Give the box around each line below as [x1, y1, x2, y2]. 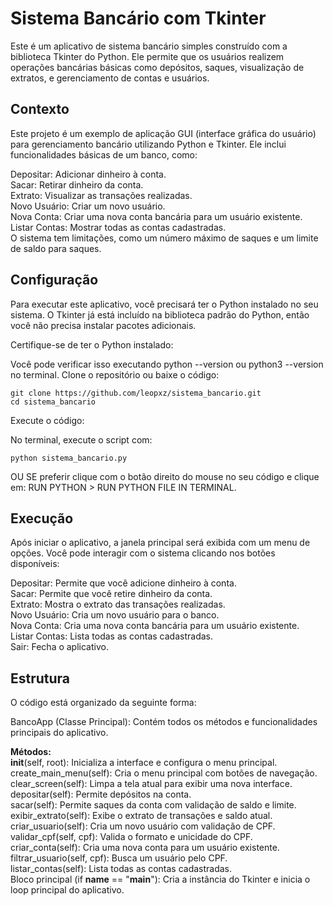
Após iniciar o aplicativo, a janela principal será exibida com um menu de [10, 537, 311, 549]
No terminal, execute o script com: [10, 433, 153, 446]
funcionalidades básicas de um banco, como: [10, 148, 198, 161]
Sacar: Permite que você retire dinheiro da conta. [10, 588, 213, 600]
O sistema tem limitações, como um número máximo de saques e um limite [10, 232, 319, 244]
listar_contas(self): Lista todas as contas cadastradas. [10, 863, 233, 875]
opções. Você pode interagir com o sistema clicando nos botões [10, 547, 276, 559]
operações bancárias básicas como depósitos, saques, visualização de [10, 61, 305, 73]
